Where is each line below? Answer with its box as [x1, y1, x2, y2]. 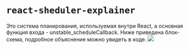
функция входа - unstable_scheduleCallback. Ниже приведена [6, 29, 164, 36]
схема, [6, 35, 24, 43]
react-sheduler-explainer [6, 5, 136, 16]
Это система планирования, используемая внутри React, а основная [6, 22, 184, 29]
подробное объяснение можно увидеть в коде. [25, 35, 147, 43]
